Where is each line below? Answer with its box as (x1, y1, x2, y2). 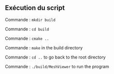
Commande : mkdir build (5, 16, 56, 22)
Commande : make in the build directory (5, 44, 83, 50)
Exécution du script (5, 4, 65, 12)
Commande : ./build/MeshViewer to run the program (5, 63, 110, 69)
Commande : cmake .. (5, 35, 49, 41)
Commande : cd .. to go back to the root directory (5, 54, 106, 60)
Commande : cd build (5, 26, 49, 32)
